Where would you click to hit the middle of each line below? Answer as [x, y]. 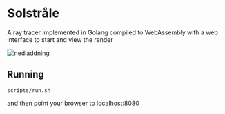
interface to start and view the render [60, 39]
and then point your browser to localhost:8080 [74, 103]
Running [26, 75]
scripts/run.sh [29, 90]
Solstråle [33, 13]
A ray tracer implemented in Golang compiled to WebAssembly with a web [113, 32]
